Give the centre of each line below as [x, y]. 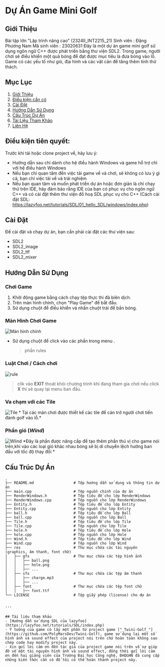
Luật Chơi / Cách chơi [31, 364]
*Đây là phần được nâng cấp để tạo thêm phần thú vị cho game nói [91, 441]
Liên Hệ [20, 125]
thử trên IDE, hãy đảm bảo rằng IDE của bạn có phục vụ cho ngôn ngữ [83, 189]
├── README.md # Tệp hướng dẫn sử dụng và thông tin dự [82, 483]
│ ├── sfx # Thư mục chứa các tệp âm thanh [73, 574]
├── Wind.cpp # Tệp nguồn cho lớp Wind [66, 543]
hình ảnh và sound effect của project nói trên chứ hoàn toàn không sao [81, 638]
